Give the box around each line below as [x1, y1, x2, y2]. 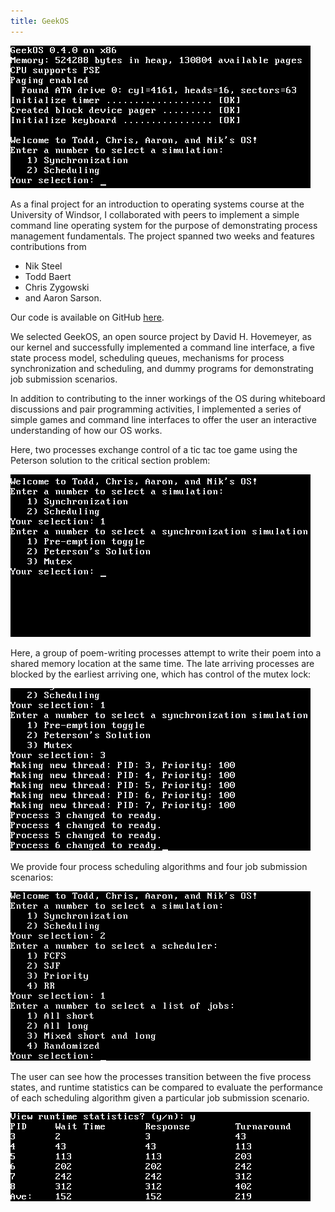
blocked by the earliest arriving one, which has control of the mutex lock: [10, 668, 312, 680]
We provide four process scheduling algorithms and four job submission [10, 860, 308, 872]
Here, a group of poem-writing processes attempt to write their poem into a [10, 646, 322, 659]
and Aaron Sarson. [24, 291, 102, 304]
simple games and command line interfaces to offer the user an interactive [10, 413, 317, 425]
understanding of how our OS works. [10, 424, 163, 436]
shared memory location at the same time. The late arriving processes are [10, 657, 315, 669]
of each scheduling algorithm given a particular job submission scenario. [10, 1091, 310, 1104]
